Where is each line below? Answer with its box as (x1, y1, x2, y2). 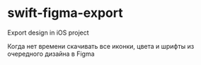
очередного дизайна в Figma (7, 49, 95, 58)
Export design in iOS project (7, 28, 90, 37)
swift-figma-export (7, 5, 123, 21)
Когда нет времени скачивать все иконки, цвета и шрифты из (7, 42, 195, 50)
